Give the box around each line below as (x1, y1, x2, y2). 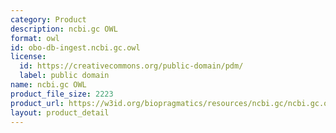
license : (10, 52, 47, 62)
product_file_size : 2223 (10, 89, 114, 99)
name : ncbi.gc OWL (10, 80, 87, 90)
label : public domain (19, 71, 110, 81)
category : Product (10, 14, 87, 25)
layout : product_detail (10, 107, 110, 118)
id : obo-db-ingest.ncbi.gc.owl (10, 42, 141, 53)
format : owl (10, 33, 60, 43)
